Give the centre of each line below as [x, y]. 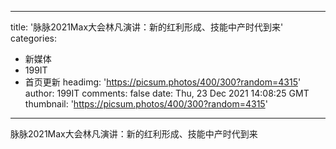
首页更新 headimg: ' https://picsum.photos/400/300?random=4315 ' [163, 82]
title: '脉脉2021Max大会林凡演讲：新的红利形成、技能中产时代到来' [147, 27]
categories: [33, 38]
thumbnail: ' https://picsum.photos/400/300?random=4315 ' [146, 104]
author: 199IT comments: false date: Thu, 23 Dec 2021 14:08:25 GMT [167, 93]
